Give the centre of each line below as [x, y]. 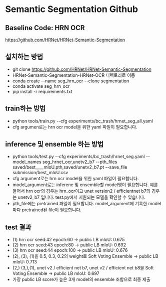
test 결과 [18, 227]
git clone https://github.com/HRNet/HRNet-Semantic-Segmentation [82, 69]
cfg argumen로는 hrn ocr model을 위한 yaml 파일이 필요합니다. [75, 127]
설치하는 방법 [24, 57]
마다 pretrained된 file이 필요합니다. [47, 210]
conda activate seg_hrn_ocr [41, 86]
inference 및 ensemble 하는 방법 [54, 144]
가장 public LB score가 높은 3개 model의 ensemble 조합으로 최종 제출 [81, 279]
